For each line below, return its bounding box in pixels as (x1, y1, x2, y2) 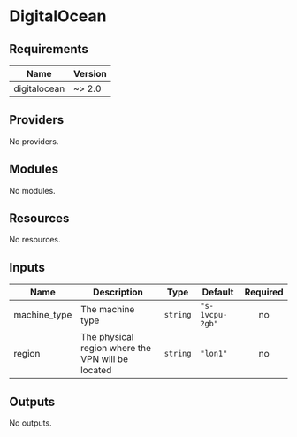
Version (73, 68, 108, 80)
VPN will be (80, 353, 128, 365)
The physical (80, 331, 134, 343)
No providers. (9, 135, 59, 147)
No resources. (9, 234, 61, 245)
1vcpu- (200, 310, 228, 320)
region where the (80, 342, 152, 355)
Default (202, 286, 234, 298)
